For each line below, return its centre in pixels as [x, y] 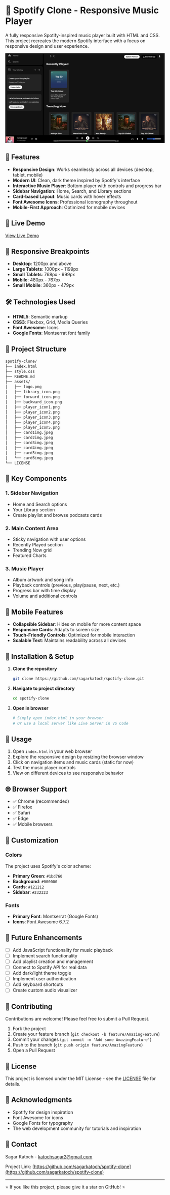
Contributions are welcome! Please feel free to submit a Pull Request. [77, 1019]
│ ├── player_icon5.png [32, 428]
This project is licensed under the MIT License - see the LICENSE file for [80, 1079]
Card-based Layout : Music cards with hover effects [67, 196]
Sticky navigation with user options [49, 539]
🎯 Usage [18, 739]
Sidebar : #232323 [30, 892]
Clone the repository [35, 668]
